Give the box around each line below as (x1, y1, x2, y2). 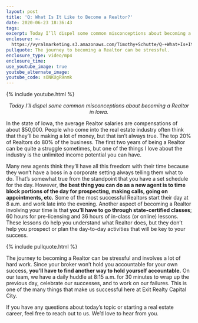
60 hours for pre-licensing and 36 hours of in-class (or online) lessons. (6, 213, 179, 220)
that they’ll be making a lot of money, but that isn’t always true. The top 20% (6, 132, 192, 139)
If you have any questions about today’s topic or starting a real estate (6, 304, 174, 311)
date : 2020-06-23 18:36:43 (6, 19, 72, 25)
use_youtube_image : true (6, 63, 67, 70)
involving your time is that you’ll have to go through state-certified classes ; (6, 207, 192, 214)
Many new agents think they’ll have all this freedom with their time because (6, 163, 189, 170)
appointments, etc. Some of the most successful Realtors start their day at (6, 194, 189, 201)
